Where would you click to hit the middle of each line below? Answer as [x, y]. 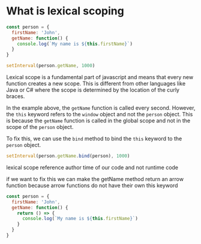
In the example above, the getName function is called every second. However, [101, 108]
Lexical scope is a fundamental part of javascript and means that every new [100, 77]
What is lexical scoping [65, 11]
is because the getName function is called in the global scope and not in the [98, 121]
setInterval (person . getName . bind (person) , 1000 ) [68, 156]
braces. [16, 97]
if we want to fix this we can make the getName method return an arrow [95, 179]
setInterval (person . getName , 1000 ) [51, 66]
